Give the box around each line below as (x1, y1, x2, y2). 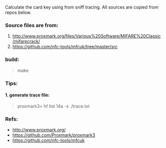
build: (5, 56, 20, 63)
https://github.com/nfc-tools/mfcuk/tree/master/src (12, 44, 118, 50)
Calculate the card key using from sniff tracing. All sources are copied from (5, 4, 159, 10)
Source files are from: (5, 22, 58, 29)
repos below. (5, 9, 32, 15)
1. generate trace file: (5, 92, 50, 98)
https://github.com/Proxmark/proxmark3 (12, 132, 96, 138)
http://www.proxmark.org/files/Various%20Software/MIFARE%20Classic (12, 33, 161, 39)
